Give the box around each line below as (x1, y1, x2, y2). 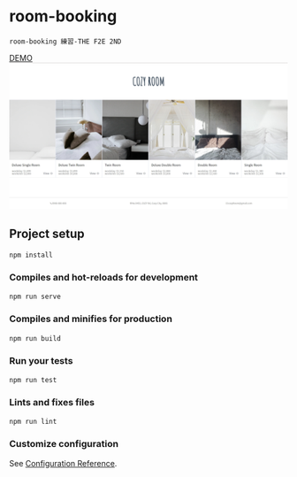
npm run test (9, 375, 57, 384)
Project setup (9, 226, 86, 241)
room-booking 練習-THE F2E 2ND (9, 37, 122, 46)
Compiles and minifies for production (9, 312, 172, 325)
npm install (9, 250, 53, 260)
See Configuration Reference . (9, 458, 118, 468)
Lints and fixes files (9, 396, 95, 408)
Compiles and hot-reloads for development (9, 271, 199, 283)
